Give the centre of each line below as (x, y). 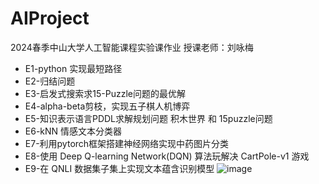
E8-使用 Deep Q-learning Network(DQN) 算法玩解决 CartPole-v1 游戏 (167, 156)
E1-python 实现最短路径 (73, 68)
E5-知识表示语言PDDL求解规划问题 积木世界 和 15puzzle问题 (148, 118)
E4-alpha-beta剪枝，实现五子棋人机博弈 (107, 106)
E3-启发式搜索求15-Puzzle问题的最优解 (105, 93)
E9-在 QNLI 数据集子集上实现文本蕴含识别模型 (119, 168)
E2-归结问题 (50, 81)
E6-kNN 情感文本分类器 (73, 131)
